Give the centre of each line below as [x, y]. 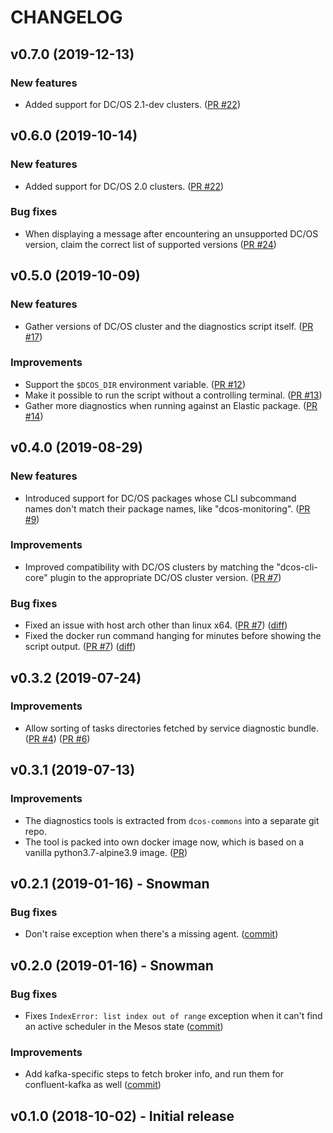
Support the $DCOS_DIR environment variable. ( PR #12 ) [135, 384]
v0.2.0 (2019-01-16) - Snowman [112, 965]
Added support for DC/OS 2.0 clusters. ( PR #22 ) [124, 186]
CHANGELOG [66, 17]
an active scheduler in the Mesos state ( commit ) [124, 1026]
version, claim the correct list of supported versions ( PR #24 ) [150, 244]
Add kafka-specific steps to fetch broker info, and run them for [154, 1074]
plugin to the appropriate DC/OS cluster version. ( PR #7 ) [165, 577]
